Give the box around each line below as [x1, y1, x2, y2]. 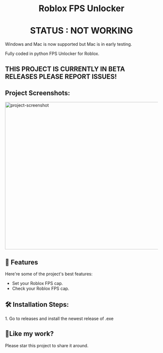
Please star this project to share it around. [5, 342, 89, 348]
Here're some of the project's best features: [5, 271, 93, 277]
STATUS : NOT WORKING [30, 25, 133, 36]
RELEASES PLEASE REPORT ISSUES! [5, 72, 117, 81]
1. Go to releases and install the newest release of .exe [5, 316, 114, 321]
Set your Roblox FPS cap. [12, 281, 63, 286]
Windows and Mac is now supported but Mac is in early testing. [5, 41, 132, 47]
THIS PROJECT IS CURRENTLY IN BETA [5, 65, 125, 73]
